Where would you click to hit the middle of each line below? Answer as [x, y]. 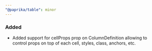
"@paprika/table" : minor [31, 10]
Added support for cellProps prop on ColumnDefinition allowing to [80, 38]
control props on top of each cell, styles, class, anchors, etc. [74, 43]
